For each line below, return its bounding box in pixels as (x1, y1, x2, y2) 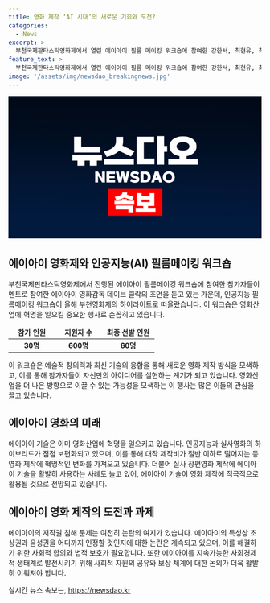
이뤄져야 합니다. (16, 568, 67, 578)
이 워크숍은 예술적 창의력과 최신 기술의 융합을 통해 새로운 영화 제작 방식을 (8, 360, 238, 370)
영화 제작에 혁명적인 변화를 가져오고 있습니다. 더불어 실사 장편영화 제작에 (8, 459, 235, 469)
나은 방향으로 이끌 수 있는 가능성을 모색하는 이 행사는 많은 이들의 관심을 (31, 380, 255, 390)
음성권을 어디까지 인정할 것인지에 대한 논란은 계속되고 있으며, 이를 (29, 538, 235, 547)
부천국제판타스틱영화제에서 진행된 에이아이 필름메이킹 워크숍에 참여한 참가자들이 (8, 279, 260, 289)
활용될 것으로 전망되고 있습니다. (8, 479, 108, 489)
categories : (8, 21, 48, 30)
